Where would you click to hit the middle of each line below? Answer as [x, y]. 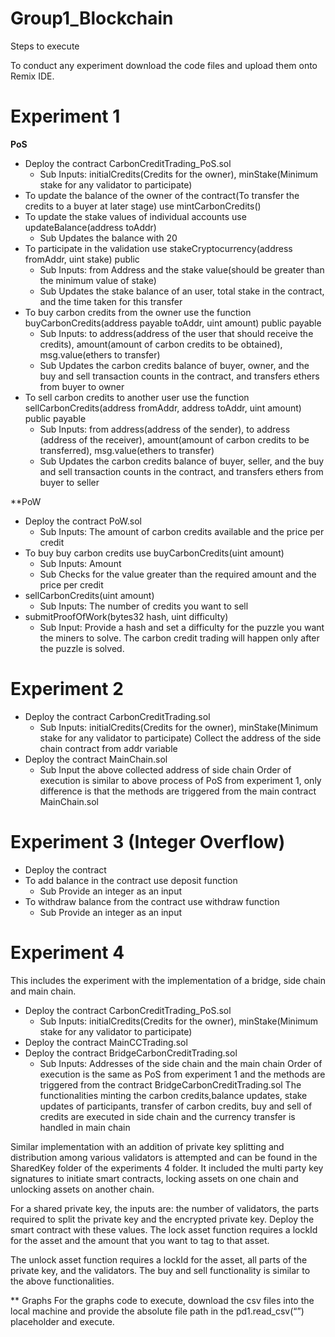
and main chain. [43, 991]
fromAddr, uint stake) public [82, 259]
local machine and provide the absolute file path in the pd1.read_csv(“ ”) [157, 1311]
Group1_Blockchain [92, 18]
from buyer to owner [82, 386]
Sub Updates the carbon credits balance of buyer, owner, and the [174, 365]
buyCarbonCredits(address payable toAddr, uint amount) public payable [173, 323]
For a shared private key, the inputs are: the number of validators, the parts [165, 1208]
